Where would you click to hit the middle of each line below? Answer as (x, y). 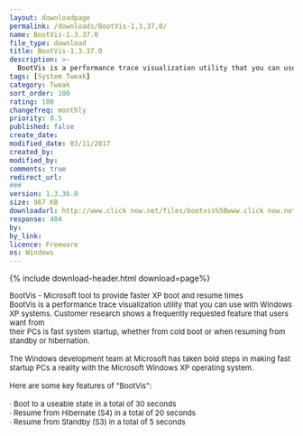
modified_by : (34, 160)
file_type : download (48, 43)
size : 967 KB (34, 203)
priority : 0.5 (36, 118)
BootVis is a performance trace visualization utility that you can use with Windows (151, 305)
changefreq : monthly (48, 110)
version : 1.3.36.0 (44, 194)
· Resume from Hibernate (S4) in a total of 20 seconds (103, 413)
